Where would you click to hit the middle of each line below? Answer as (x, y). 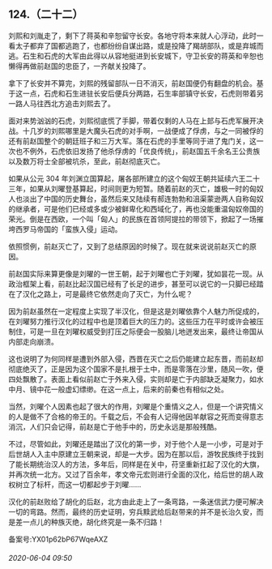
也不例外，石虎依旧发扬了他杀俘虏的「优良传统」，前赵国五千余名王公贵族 (138, 151)
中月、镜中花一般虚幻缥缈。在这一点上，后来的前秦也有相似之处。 (118, 389)
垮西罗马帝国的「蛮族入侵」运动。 (65, 229)
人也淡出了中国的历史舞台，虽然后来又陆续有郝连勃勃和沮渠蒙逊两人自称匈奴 (136, 199)
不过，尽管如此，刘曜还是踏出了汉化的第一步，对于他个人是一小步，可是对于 (136, 443)
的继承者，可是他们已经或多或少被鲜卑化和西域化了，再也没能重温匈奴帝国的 (136, 208)
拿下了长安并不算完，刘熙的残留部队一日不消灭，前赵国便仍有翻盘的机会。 (132, 83)
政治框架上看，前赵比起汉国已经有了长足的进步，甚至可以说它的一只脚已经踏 (136, 284)
